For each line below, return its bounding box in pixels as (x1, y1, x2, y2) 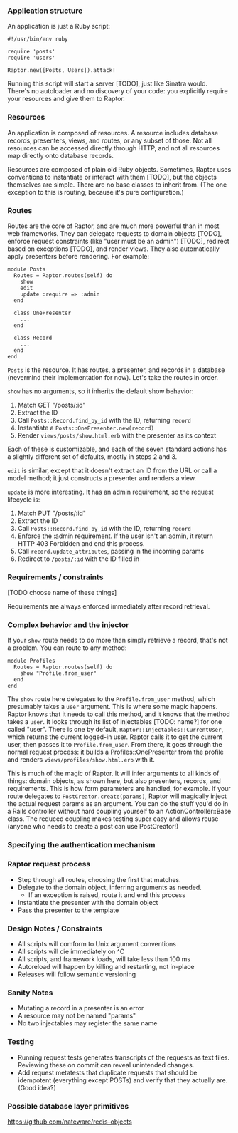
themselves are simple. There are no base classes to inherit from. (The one (7, 180, 227, 189)
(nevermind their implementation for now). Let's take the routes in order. (7, 373, 219, 381)
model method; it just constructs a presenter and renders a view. (7, 473, 197, 482)
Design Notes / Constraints (7, 924, 103, 933)
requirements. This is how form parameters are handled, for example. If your (7, 785, 231, 793)
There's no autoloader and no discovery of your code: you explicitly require (7, 87, 229, 95)
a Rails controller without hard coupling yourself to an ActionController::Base (7, 807, 232, 816)
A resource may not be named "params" (17, 1011, 136, 1020)
